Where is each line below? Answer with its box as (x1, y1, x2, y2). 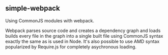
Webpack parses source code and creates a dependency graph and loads (5, 28, 161, 34)
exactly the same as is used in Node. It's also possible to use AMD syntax (5, 38, 160, 44)
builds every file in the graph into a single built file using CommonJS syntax (5, 33, 163, 39)
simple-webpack (5, 4, 60, 13)
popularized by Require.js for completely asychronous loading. (5, 43, 136, 50)
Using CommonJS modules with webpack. (5, 17, 94, 23)
